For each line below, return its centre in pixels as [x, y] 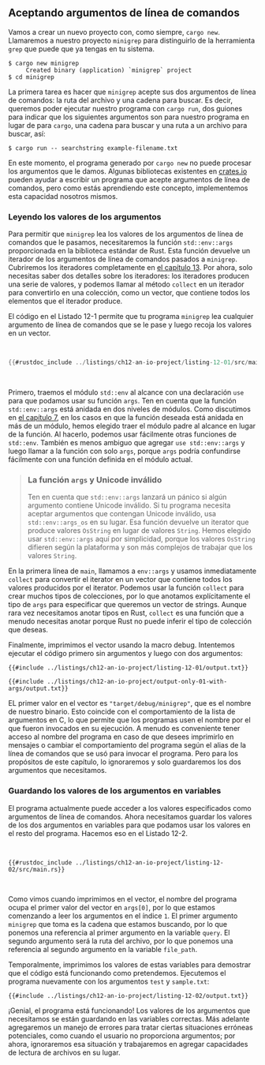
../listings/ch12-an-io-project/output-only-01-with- [137, 682]
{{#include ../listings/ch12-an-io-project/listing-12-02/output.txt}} [128, 996]
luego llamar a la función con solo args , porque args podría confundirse [125, 451]
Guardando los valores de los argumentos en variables [115, 791]
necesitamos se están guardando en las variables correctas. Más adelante [129, 1018]
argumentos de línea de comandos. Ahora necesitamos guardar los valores [130, 816]
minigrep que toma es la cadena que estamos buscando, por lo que [118, 924]
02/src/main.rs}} [37, 869]
